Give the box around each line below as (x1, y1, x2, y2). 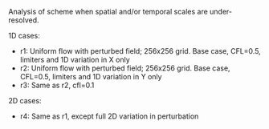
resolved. (8, 15, 39, 25)
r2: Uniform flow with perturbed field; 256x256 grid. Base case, (19, 63, 230, 73)
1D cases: (8, 31, 40, 40)
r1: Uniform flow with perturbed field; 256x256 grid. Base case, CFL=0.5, (19, 46, 261, 55)
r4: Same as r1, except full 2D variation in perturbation (19, 111, 199, 121)
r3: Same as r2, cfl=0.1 (19, 80, 95, 90)
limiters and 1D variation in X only (19, 55, 130, 64)
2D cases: (8, 96, 42, 105)
